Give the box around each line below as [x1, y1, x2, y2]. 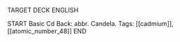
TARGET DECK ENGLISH [7, 6, 79, 14]
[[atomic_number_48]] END [7, 27, 87, 35]
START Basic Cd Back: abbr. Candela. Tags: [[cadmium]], [7, 20, 174, 27]
